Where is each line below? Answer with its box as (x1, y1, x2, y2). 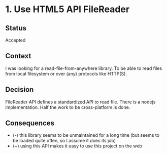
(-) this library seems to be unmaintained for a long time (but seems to (12, 132, 160, 138)
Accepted (5, 37, 26, 43)
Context (5, 52, 31, 60)
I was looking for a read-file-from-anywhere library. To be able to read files (5, 65, 162, 71)
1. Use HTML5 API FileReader (5, 4, 130, 15)
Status (5, 24, 27, 32)
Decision (5, 85, 34, 94)
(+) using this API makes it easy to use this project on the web (12, 143, 142, 149)
